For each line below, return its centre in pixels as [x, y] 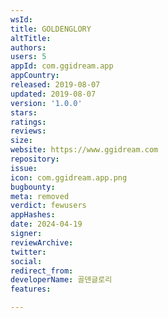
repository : [35, 159]
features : [31, 289]
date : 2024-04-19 [46, 224]
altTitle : [31, 38]
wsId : [21, 19]
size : [21, 141]
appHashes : [33, 215]
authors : [28, 47]
